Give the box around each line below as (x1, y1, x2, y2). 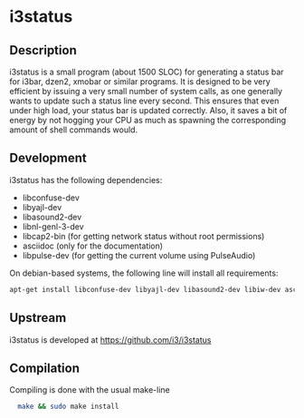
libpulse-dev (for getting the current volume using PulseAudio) (22, 249, 256, 260)
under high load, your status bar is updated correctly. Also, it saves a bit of (9, 105, 288, 115)
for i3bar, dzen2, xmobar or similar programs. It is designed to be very (9, 76, 271, 87)
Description (9, 43, 77, 58)
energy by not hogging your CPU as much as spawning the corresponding (9, 115, 287, 125)
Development (9, 151, 88, 166)
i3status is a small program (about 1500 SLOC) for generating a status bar (9, 66, 284, 77)
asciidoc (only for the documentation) (22, 240, 164, 251)
